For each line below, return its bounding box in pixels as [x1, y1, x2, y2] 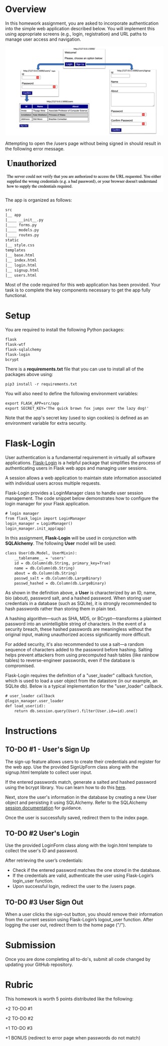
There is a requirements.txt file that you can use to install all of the [5, 366, 144, 372]
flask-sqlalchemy [5, 347, 42, 352]
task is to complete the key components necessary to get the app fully [5, 287, 151, 293]
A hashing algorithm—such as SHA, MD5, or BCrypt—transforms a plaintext [5, 615, 161, 621]
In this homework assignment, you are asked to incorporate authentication [5, 20, 159, 26]
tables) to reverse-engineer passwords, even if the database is [5, 657, 135, 663]
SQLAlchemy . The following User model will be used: [5, 540, 116, 546]
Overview [5, 4, 47, 15]
